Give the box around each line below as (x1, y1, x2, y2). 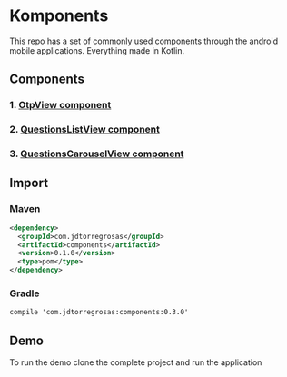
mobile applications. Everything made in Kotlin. (9, 45, 184, 55)
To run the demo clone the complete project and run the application (9, 357, 262, 368)
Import (9, 175, 48, 191)
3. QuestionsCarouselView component (9, 147, 184, 160)
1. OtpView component (9, 99, 112, 112)
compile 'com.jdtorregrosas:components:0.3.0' (9, 308, 189, 317)
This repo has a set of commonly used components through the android (9, 35, 279, 46)
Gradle (9, 287, 40, 300)
